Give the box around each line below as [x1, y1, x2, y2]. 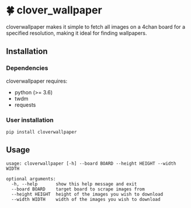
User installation [6, 115, 54, 124]
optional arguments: [6, 176, 57, 182]
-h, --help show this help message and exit [11, 181, 137, 187]
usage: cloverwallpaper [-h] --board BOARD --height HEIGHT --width [6, 161, 176, 166]
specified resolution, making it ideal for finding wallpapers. [6, 29, 147, 36]
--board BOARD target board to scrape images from [11, 186, 145, 192]
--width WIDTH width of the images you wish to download [11, 196, 161, 202]
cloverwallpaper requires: [6, 77, 68, 84]
